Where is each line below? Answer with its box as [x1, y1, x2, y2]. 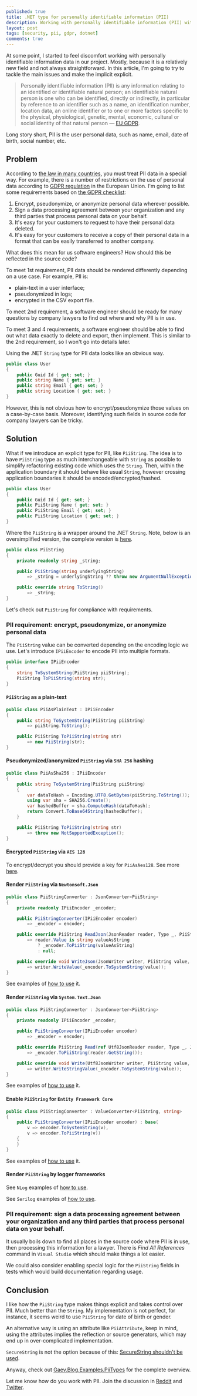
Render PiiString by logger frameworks [6, 1171, 106, 1178]
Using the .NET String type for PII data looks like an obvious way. [6, 349, 164, 356]
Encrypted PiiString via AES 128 [6, 848, 86, 855]
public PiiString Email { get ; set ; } [16, 508, 111, 514]
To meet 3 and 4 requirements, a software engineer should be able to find [6, 326, 185, 333]
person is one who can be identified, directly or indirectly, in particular [20, 95, 190, 102]
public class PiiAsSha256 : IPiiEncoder [6, 771, 107, 776]
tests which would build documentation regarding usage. [6, 1268, 144, 1276]
